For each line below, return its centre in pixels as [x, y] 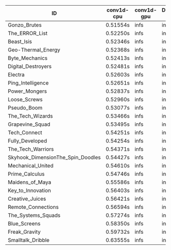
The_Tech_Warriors [31, 149]
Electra [16, 75]
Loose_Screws [25, 100]
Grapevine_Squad [29, 124]
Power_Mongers [27, 91]
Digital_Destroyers [30, 66]
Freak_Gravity [24, 232]
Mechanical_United [31, 166]
